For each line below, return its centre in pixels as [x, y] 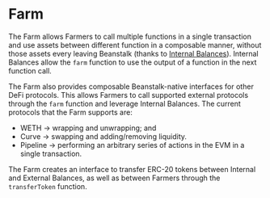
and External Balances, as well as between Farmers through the [114, 178]
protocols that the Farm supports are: [71, 112]
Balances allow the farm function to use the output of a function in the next [133, 62]
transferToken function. [48, 186]
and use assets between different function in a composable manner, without [135, 44]
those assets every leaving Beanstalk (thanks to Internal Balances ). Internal [133, 53]
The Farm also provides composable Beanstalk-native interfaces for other [131, 86]
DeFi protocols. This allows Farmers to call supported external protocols [129, 95]
